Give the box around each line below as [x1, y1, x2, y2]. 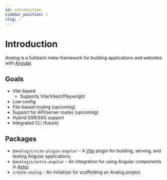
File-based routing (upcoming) [12, 104, 76, 110]
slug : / [5, 17, 21, 22]
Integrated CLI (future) [12, 120, 59, 126]
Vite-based [12, 88, 36, 94]
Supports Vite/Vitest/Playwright [19, 93, 85, 99]
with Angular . [5, 60, 32, 66]
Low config [12, 99, 36, 105]
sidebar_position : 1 [5, 12, 48, 17]
